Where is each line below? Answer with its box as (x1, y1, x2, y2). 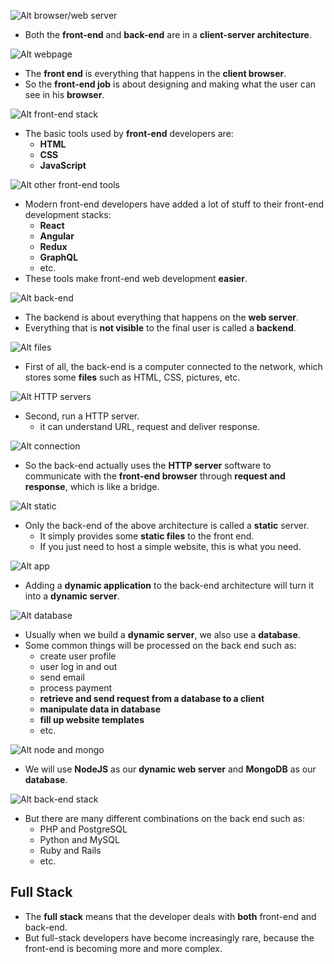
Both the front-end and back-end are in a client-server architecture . (24, 29, 313, 40)
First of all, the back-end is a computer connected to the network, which (24, 361, 323, 372)
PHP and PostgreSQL (39, 823, 128, 835)
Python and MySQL (39, 834, 120, 845)
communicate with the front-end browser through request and (24, 470, 286, 482)
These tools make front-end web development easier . (24, 273, 248, 284)
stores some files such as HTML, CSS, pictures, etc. (24, 371, 241, 383)
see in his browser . (24, 89, 105, 100)
